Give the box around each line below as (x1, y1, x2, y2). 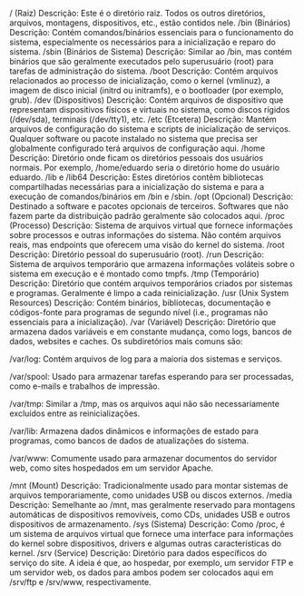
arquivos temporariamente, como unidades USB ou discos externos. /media (9, 490, 293, 501)
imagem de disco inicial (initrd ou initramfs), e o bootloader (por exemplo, (9, 85, 284, 95)
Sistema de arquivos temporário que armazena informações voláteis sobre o (9, 259, 295, 269)
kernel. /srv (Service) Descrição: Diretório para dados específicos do (9, 548, 268, 558)
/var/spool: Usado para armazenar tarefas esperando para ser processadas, (9, 372, 294, 382)
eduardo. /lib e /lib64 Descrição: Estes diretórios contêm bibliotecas (9, 172, 264, 183)
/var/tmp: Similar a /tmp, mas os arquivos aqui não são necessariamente (9, 399, 279, 409)
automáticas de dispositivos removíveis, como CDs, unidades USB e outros (9, 509, 290, 520)
